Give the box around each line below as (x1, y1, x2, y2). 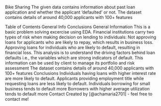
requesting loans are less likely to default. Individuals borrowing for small (5, 81, 150, 87)
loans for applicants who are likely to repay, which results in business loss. (5, 39, 154, 45)
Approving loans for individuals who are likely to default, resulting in (5, 45, 140, 50)
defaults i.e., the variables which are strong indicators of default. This (5, 55, 144, 60)
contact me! (5, 96, 29, 102)
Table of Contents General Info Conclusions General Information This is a (5, 24, 151, 30)
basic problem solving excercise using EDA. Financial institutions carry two (5, 29, 155, 35)
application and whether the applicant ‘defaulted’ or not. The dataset (5, 9, 142, 15)
